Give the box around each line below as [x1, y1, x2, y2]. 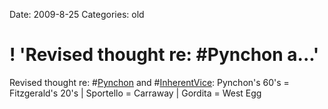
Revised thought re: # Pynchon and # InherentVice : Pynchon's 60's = [9, 76, 290, 88]
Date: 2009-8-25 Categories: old [9, 9, 145, 20]
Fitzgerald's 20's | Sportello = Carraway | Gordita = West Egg [9, 87, 262, 99]
